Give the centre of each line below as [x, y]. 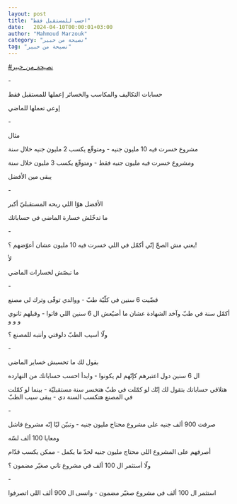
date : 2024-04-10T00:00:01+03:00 [60, 27]
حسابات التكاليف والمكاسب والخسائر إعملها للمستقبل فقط [85, 94]
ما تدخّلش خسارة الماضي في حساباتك [58, 217]
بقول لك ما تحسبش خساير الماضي [53, 362]
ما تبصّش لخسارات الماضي [44, 272]
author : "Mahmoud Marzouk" [48, 34]
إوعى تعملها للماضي [34, 108]
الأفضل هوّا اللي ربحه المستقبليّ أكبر [56, 204]
